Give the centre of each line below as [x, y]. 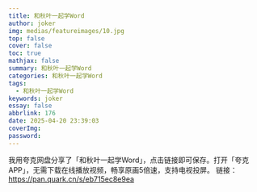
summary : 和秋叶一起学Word [50, 69]
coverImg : [25, 128]
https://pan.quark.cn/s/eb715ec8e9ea [72, 179]
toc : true [25, 53]
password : [25, 136]
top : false [27, 38]
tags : [17, 83]
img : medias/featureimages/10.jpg [67, 31]
